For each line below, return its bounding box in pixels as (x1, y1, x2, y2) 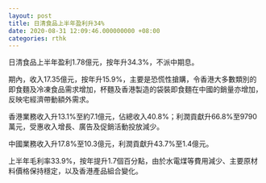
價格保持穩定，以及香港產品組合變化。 (15, 166, 143, 176)
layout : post (8, 11, 52, 20)
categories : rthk (8, 34, 67, 43)
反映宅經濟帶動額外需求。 (8, 94, 94, 105)
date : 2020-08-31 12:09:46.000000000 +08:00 (8, 27, 160, 35)
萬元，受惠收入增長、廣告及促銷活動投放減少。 (8, 122, 164, 131)
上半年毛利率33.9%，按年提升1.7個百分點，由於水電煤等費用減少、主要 (8, 156, 244, 166)
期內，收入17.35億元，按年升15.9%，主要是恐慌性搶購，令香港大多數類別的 (8, 74, 257, 85)
